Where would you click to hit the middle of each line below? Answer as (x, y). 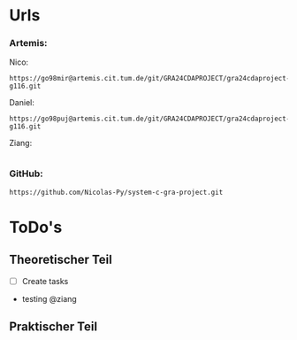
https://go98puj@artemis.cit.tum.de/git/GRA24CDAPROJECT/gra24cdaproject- (150, 119)
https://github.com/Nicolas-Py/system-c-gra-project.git (116, 192)
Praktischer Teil (53, 327)
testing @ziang (49, 298)
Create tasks (45, 281)
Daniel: (22, 103)
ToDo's (36, 227)
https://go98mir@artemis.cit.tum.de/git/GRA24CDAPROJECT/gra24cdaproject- (150, 79)
